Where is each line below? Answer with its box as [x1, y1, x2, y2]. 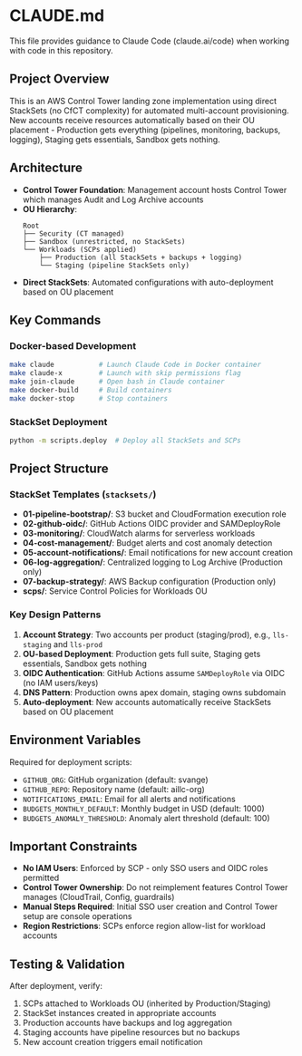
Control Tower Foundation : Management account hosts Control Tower [22, 184, 287, 195]
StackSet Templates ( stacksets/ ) [9, 489, 157, 501]
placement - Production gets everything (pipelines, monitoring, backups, [9, 124, 281, 135]
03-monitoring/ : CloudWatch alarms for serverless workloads [22, 528, 256, 539]
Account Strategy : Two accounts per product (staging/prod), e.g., [22, 629, 271, 640]
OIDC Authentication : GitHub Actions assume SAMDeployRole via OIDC [22, 667, 286, 678]
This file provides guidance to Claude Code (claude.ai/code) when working [9, 35, 290, 46]
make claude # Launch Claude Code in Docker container [9, 360, 261, 370]
